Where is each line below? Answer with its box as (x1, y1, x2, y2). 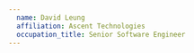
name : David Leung (16, 13, 86, 22)
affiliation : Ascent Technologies (16, 22, 145, 31)
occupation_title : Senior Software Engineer (16, 30, 186, 39)
